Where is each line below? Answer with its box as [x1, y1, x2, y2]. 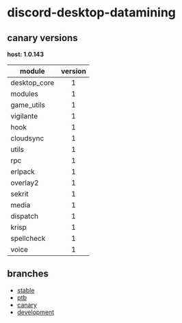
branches [7, 268, 49, 280]
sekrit [10, 190, 29, 198]
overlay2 [10, 178, 39, 188]
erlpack [10, 167, 36, 176]
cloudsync [10, 133, 44, 143]
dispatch [10, 211, 39, 220]
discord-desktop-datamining [7, 5, 177, 21]
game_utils [10, 101, 46, 109]
